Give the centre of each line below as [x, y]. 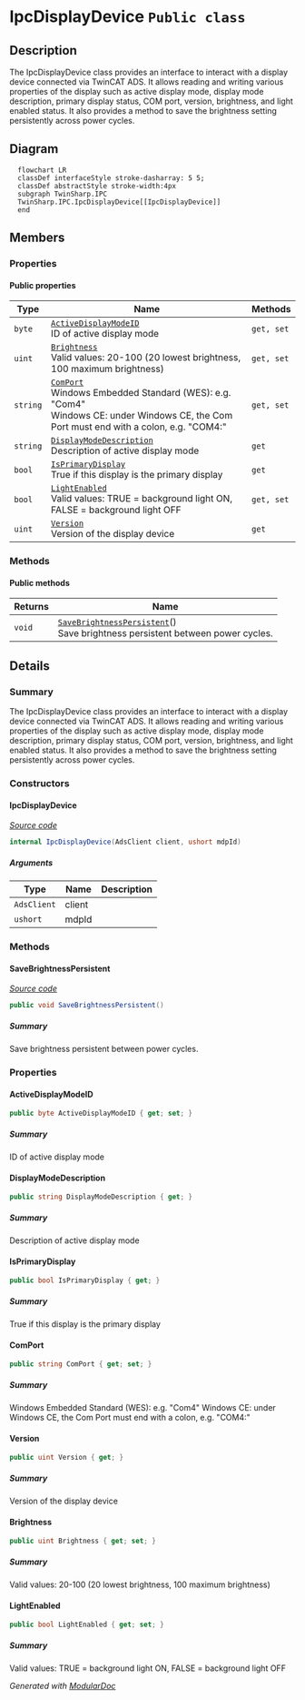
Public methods [39, 582]
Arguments [31, 863]
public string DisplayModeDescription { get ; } [101, 1197]
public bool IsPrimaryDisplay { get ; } [85, 1280]
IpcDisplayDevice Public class [128, 17]
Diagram [34, 149]
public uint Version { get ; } [67, 1458]
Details [30, 666]
